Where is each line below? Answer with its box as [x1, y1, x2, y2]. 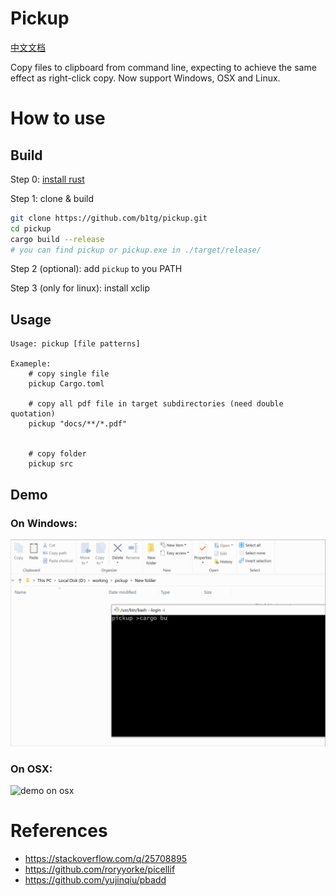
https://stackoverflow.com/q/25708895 [24, 852, 188, 864]
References [10, 820, 108, 842]
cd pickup [10, 223, 52, 234]
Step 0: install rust [10, 173, 85, 185]
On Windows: [10, 516, 78, 530]
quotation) [10, 409, 56, 419]
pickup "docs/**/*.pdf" [28, 419, 128, 429]
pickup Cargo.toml [28, 379, 105, 389]
